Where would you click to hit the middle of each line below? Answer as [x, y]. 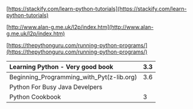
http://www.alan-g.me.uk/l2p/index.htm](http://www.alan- [81, 27]
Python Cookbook [35, 97]
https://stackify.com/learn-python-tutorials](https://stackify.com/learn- [97, 9]
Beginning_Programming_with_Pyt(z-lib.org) [73, 77]
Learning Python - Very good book [61, 67]
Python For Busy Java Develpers [56, 87]
